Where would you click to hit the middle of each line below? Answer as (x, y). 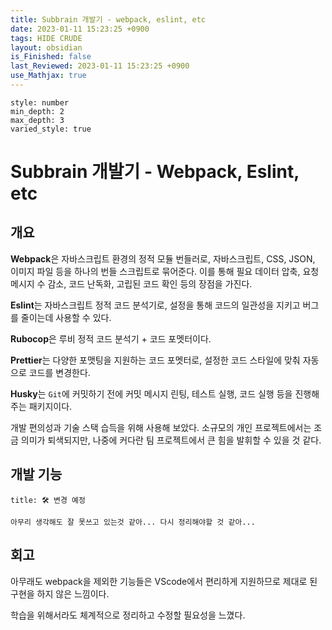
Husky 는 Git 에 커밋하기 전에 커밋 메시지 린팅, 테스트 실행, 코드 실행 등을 (151, 393)
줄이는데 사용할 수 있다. (66, 317)
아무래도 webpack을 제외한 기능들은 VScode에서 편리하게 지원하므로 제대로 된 (164, 581)
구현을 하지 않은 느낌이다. (60, 593)
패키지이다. (50, 406)
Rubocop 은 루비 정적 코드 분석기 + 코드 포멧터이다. (111, 338)
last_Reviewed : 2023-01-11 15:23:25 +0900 (100, 66)
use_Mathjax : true (48, 76)
